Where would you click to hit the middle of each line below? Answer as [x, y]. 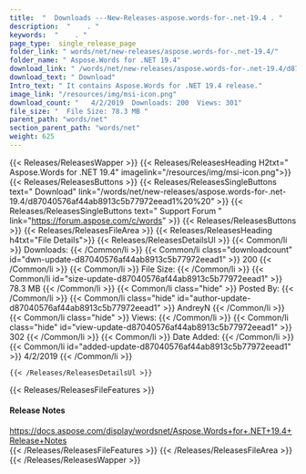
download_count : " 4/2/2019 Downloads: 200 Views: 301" [126, 103]
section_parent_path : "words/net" [75, 129]
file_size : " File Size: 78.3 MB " [79, 111]
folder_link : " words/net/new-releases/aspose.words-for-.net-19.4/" [144, 52]
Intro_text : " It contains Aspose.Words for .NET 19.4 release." [136, 86]
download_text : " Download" [63, 77]
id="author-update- [214, 298]
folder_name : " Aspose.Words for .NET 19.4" [95, 60]
